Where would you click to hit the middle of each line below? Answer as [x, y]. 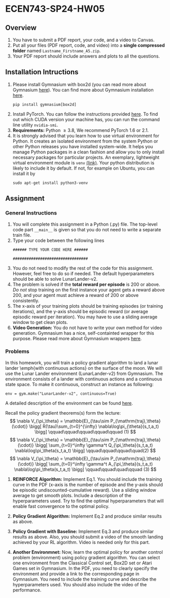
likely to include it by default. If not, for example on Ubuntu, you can [83, 168]
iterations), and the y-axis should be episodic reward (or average [80, 311]
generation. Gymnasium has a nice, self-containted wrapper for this [83, 333]
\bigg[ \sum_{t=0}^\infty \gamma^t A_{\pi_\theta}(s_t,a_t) [94, 464]
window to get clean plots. [40, 322]
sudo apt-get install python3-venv [50, 183]
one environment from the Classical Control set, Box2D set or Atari [82, 563]
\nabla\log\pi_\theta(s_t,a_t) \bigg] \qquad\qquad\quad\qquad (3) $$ [85, 469]
